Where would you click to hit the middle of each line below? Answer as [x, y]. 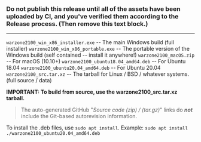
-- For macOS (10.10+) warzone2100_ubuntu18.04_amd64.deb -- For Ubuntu [96, 61]
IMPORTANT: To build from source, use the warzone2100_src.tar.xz [92, 92]
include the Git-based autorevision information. [79, 116]
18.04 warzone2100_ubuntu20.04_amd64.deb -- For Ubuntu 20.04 [83, 68]
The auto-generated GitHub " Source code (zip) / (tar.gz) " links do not [107, 110]
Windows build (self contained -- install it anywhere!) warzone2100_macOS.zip [100, 55]
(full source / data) [29, 81]
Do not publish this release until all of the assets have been [93, 9]
